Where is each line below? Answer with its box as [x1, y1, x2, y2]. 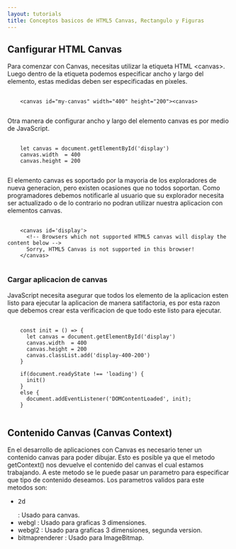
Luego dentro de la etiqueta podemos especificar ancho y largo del [7, 70, 204, 78]
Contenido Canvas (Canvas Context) [7, 427, 172, 439]
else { [20, 388, 40, 396]
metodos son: [7, 484, 47, 492]
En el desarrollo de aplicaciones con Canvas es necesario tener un [7, 445, 202, 455]
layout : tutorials [7, 10, 62, 18]
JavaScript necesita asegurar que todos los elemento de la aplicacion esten [7, 290, 229, 299]
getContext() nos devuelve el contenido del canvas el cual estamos [7, 461, 204, 469]
